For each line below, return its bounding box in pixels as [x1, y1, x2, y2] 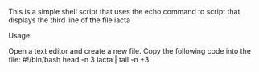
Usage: [8, 31, 32, 40]
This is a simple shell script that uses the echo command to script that [8, 7, 240, 16]
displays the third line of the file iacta [8, 15, 131, 25]
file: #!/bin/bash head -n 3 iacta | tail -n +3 [8, 55, 150, 64]
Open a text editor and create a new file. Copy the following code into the [8, 46, 252, 55]
